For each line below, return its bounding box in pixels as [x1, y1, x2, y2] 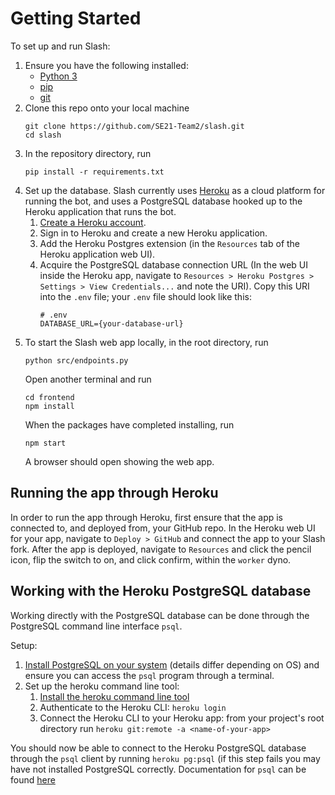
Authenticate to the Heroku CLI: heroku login [39, 701, 227, 713]
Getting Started [10, 7, 142, 30]
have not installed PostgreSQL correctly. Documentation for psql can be [10, 763, 307, 775]
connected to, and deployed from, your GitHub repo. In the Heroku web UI [10, 522, 316, 534]
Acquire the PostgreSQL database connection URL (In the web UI [39, 258, 309, 271]
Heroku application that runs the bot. [24, 205, 177, 217]
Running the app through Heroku [10, 485, 219, 502]
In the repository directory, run [24, 147, 152, 159]
